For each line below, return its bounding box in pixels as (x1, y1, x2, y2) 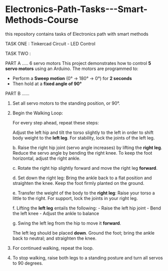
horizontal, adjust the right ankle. (12, 155, 81, 161)
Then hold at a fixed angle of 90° (12, 81, 82, 87)
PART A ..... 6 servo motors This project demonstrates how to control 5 (5, 60, 151, 66)
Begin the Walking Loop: (12, 110, 63, 116)
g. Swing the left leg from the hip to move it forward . (12, 220, 121, 226)
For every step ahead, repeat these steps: (12, 119, 99, 125)
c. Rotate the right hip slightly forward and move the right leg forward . (12, 165, 158, 171)
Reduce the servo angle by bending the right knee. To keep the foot (12, 150, 152, 156)
